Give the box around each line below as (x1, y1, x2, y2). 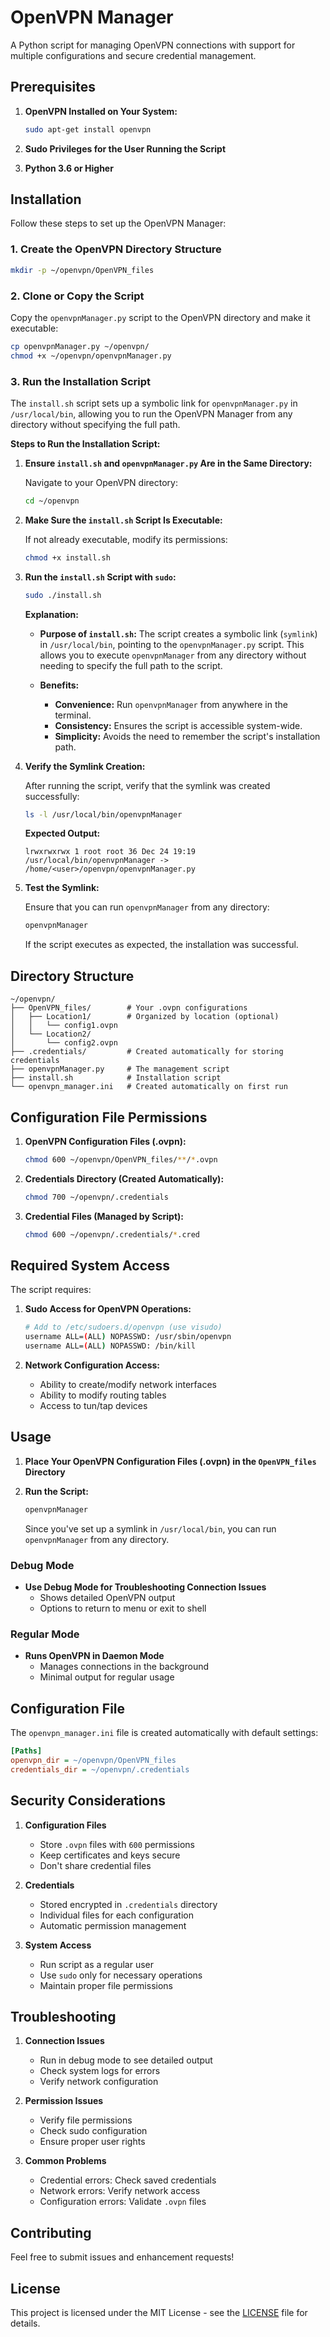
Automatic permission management (39, 1919, 187, 1931)
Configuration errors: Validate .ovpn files (39, 2196, 207, 2208)
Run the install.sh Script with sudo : (24, 571, 177, 583)
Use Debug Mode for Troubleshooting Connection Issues (24, 1581, 267, 1593)
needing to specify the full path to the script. (39, 659, 223, 671)
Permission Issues (24, 2095, 104, 2107)
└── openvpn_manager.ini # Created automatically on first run (10, 1082, 288, 1092)
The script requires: (10, 1284, 92, 1296)
